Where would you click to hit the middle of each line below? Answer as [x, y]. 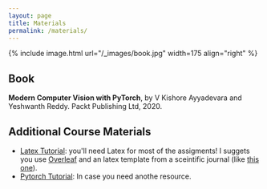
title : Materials [37, 23]
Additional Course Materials [80, 132]
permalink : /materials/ [48, 30]
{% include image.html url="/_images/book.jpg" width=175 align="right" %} [133, 54]
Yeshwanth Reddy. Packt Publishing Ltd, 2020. [85, 107]
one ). [28, 168]
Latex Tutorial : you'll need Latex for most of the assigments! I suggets [135, 151]
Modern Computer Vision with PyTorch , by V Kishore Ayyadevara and [125, 98]
